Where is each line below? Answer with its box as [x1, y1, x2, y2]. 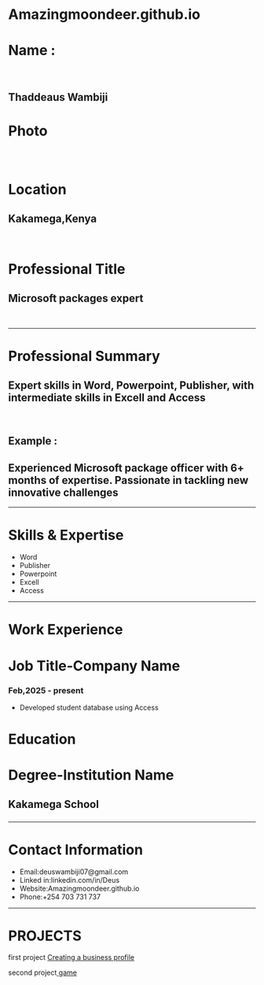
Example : [8, 434, 57, 448]
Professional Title [8, 260, 126, 279]
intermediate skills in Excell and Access [8, 391, 206, 404]
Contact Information [8, 840, 144, 858]
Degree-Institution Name [8, 766, 174, 784]
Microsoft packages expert [8, 291, 144, 304]
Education [8, 730, 76, 748]
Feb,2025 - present [8, 684, 84, 695]
